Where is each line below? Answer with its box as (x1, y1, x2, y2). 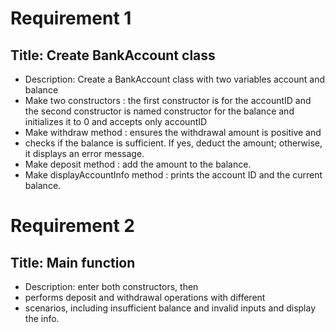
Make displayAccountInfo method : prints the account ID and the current (24, 169, 323, 181)
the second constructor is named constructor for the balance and (24, 105, 295, 117)
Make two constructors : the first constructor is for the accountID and (24, 95, 312, 106)
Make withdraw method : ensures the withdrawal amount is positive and (24, 127, 322, 138)
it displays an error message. (24, 148, 145, 159)
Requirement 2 (10, 215, 135, 237)
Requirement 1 (10, 7, 132, 30)
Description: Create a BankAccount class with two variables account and (24, 73, 326, 85)
